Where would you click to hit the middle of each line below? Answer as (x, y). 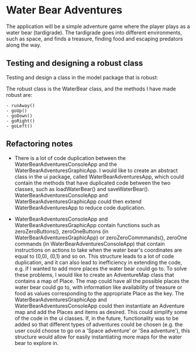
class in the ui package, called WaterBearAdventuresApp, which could (99, 176)
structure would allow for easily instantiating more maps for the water (98, 337)
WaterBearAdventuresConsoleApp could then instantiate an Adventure (99, 306)
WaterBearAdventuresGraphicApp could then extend (78, 201)
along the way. (24, 45)
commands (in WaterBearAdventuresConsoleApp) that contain (90, 243)
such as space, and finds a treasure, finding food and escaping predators (94, 39)
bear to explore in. (37, 343)
